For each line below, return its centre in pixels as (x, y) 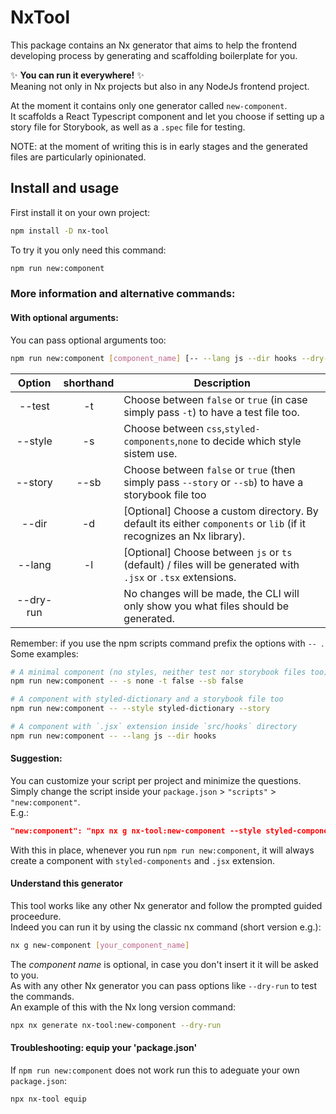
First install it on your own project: (80, 212)
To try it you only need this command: (88, 250)
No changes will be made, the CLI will (211, 593)
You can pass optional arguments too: (88, 340)
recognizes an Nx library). (184, 536)
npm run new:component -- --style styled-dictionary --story (140, 709)
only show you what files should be (206, 606)
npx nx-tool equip (48, 1099)
